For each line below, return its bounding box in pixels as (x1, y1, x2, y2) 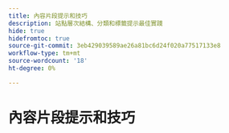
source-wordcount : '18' (8, 57, 88, 65)
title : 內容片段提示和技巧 (8, 11, 88, 20)
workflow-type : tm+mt (8, 49, 81, 57)
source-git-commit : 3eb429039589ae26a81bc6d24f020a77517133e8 (8, 42, 221, 50)
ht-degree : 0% (8, 64, 56, 73)
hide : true (8, 27, 45, 35)
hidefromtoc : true (8, 34, 70, 43)
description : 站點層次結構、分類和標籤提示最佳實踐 (8, 19, 163, 27)
